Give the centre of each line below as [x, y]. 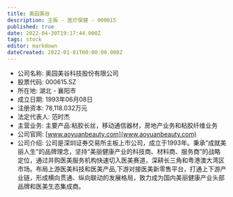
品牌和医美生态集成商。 [51, 186]
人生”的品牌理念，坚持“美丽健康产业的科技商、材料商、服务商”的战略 [122, 151]
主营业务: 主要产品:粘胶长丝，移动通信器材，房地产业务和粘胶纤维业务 [117, 125]
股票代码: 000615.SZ [47, 81]
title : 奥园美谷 [29, 14]
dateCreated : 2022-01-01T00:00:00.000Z [65, 53]
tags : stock [24, 40]
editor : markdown [32, 46]
